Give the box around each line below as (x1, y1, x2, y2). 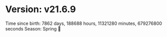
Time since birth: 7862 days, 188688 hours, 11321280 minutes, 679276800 (5, 20, 162, 26)
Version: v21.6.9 (5, 4, 76, 15)
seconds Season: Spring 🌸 (5, 25, 61, 31)
